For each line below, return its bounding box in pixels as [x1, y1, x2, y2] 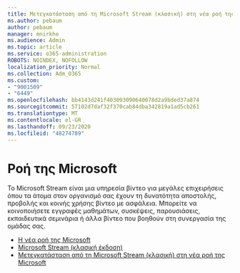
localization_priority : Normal [7, 63, 101, 71]
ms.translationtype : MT [7, 110, 79, 117]
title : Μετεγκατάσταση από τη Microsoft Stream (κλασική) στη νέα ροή [7, 10, 222, 18]
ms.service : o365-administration [7, 51, 107, 58]
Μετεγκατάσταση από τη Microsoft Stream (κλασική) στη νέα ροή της [17, 251, 226, 259]
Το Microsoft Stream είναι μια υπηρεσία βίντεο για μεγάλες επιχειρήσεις [7, 184, 224, 192]
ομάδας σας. [7, 222, 46, 230]
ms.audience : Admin [7, 37, 66, 44]
